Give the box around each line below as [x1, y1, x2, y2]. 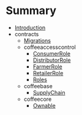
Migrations [23, 37, 51, 44]
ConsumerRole [32, 50, 71, 57]
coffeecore [23, 95, 52, 103]
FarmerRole [32, 62, 62, 70]
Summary [6, 4, 56, 18]
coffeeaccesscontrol [23, 43, 76, 51]
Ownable [32, 102, 56, 109]
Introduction [14, 24, 46, 31]
